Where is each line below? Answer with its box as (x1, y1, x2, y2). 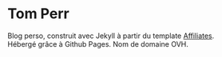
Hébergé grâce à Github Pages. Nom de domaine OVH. (7, 39, 189, 48)
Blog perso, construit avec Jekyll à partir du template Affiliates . (7, 31, 215, 40)
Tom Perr (7, 5, 69, 23)
